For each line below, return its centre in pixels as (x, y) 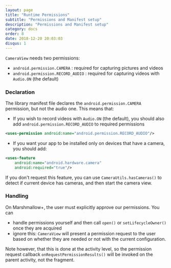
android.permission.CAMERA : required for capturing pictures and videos (88, 68)
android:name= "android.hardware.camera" (58, 163)
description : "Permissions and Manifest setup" (57, 24)
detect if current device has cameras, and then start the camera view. (79, 183)
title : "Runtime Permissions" (38, 15)
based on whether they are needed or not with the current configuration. (89, 239)
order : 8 (15, 34)
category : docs (22, 29)
